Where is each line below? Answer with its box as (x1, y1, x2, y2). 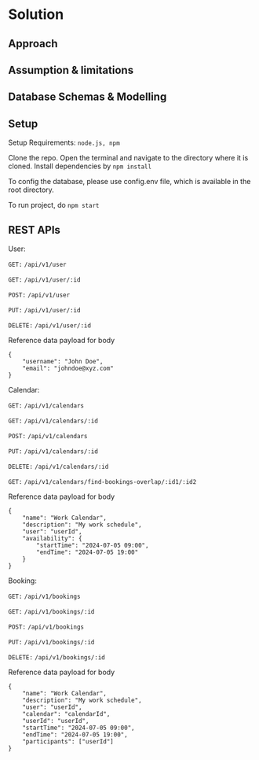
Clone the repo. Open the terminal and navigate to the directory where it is (8, 153, 249, 163)
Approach (8, 37, 58, 50)
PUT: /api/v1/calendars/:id (8, 447, 98, 456)
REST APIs (8, 223, 61, 237)
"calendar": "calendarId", (22, 710, 111, 718)
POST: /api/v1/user (8, 291, 71, 299)
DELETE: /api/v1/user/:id (8, 321, 92, 330)
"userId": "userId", (22, 717, 89, 725)
